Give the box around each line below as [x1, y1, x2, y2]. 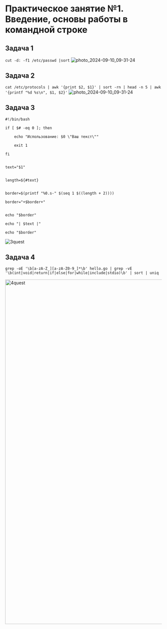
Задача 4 [5, 253, 35, 262]
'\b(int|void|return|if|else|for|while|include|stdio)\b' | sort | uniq [5, 271, 159, 276]
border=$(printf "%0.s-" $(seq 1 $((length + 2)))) [5, 191, 114, 196]
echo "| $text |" [5, 221, 41, 226]
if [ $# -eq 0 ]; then [5, 125, 52, 130]
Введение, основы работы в [5, 13, 128, 25]
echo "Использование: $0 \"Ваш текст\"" [14, 134, 99, 139]
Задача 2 [5, 72, 35, 80]
